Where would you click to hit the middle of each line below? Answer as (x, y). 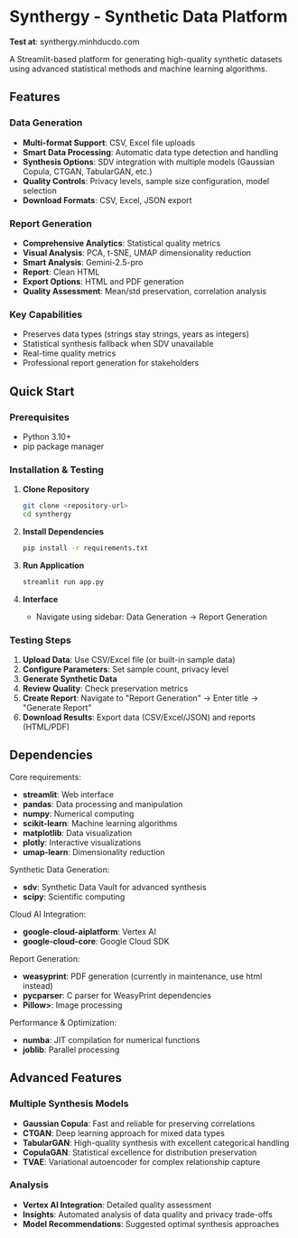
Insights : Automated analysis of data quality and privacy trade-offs (147, 1214)
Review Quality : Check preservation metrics (105, 689)
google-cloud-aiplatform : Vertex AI (89, 931)
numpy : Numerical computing (78, 814)
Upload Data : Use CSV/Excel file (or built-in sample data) (129, 660)
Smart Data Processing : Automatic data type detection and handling (150, 152)
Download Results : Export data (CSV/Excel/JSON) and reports (139, 717)
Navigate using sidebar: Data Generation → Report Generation (152, 617)
